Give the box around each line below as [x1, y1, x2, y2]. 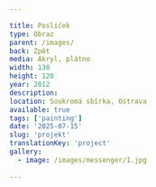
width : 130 [9, 63, 50, 72]
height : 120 [9, 71, 54, 81]
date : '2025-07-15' [9, 122, 83, 131]
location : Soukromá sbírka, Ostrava [9, 97, 147, 106]
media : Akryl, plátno [9, 55, 91, 64]
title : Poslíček [9, 21, 70, 30]
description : [9, 88, 59, 98]
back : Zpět [9, 46, 50, 55]
